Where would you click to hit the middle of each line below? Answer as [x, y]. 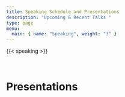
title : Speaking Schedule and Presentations [63, 12]
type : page [20, 23]
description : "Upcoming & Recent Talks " [59, 17]
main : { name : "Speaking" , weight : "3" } [64, 34]
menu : [13, 28]
